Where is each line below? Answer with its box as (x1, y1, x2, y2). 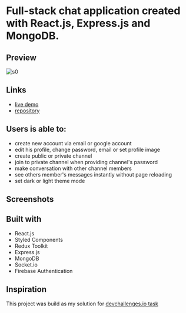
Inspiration (6, 284, 47, 295)
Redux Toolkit (14, 242, 48, 249)
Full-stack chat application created (6, 4, 181, 18)
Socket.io (14, 261, 38, 268)
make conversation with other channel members (14, 165, 132, 172)
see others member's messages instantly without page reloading (14, 171, 172, 178)
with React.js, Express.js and (6, 16, 151, 30)
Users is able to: (6, 124, 67, 134)
